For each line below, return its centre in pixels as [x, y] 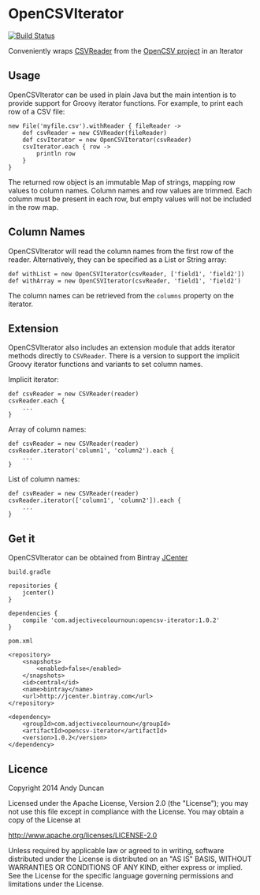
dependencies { [33, 614]
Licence [28, 769]
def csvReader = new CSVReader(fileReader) [95, 133]
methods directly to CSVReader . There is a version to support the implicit [124, 356]
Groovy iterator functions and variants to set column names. [106, 365]
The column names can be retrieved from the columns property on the [121, 295]
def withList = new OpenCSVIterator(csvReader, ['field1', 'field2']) [126, 274]
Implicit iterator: [33, 380]
